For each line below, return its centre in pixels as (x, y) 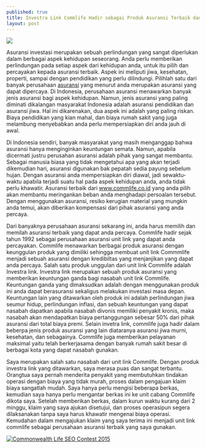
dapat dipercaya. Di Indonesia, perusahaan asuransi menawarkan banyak (99, 91)
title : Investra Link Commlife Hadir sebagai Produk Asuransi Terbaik (98, 18)
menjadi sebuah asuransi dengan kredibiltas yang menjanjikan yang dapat (100, 259)
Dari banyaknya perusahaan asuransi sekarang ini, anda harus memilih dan (101, 226)
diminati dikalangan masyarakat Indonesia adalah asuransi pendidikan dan (100, 104)
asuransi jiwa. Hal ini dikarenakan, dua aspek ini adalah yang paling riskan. (101, 111)
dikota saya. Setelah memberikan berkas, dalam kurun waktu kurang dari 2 (101, 401)
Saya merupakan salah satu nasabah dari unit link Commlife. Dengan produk (103, 362)
